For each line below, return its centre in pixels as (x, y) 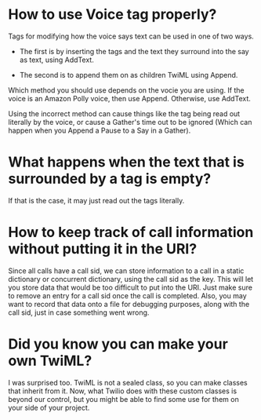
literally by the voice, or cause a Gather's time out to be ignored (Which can (130, 122)
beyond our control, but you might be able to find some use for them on (123, 399)
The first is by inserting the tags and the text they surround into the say (134, 51)
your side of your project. (49, 407)
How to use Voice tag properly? (112, 15)
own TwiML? (50, 361)
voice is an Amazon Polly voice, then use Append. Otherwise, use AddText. (129, 98)
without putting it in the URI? (103, 249)
